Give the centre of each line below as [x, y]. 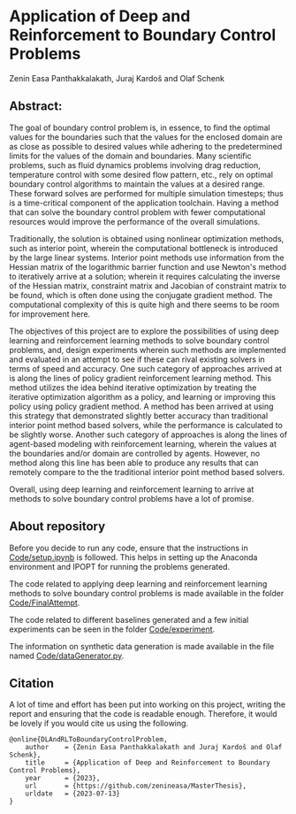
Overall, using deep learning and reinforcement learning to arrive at [132, 489]
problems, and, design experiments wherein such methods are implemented [148, 349]
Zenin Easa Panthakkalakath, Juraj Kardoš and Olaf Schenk [117, 78]
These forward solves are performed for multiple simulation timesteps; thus [147, 193]
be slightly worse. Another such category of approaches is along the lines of [148, 434]
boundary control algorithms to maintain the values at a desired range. [137, 184]
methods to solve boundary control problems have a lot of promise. [132, 498]
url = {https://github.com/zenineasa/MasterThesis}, [136, 786]
